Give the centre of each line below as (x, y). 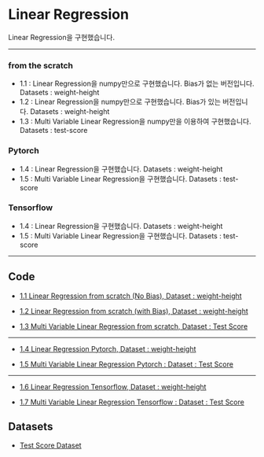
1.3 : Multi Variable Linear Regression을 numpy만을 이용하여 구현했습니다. (135, 122)
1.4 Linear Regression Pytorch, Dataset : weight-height (108, 348)
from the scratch (40, 65)
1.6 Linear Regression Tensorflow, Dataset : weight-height (113, 386)
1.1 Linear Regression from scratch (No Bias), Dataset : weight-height (130, 296)
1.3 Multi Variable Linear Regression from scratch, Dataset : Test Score (134, 326)
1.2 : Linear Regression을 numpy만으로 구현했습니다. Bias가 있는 (120, 102)
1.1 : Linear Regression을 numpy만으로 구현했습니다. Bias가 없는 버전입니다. (137, 83)
